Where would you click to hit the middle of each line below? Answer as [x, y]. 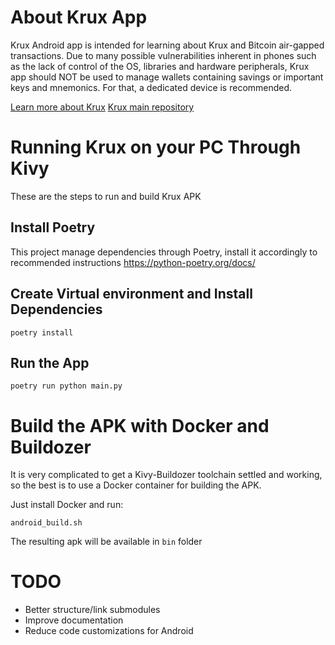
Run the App [50, 362]
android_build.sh [46, 523]
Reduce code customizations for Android [109, 631]
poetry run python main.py [66, 386]
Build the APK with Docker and [140, 425]
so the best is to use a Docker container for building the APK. [136, 485]
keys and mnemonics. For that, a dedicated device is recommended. [151, 87]
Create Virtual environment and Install [131, 294]
